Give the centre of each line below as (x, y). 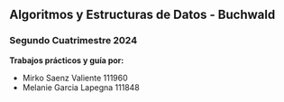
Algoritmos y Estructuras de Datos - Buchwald (142, 15)
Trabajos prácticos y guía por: (67, 60)
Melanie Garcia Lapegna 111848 (81, 87)
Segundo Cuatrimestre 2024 (73, 41)
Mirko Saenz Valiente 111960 (75, 78)
